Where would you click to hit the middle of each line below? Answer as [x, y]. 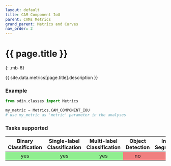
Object [138, 141]
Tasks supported [27, 128]
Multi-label [104, 141]
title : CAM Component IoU [33, 15]
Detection [138, 147]
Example [16, 91]
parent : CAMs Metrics [28, 19]
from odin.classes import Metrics [42, 101]
